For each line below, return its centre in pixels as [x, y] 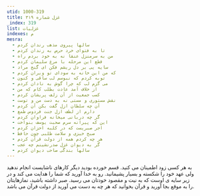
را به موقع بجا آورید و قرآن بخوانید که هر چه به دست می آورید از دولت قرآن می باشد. [101, 186]
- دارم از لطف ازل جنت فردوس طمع [54, 111]
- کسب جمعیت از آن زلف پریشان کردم [56, 95]
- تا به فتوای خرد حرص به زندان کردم [59, 51]
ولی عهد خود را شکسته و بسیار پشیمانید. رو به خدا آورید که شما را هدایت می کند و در [100, 173]
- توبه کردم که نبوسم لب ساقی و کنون [59, 78]
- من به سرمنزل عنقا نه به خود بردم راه [63, 56]
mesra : [15, 39]
